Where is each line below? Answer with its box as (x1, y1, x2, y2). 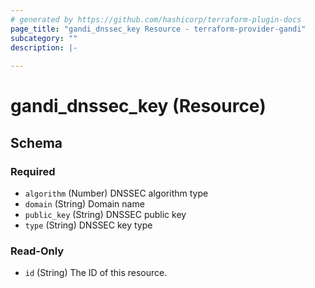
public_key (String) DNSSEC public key (24, 209, 187, 220)
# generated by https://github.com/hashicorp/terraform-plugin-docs (10, 14, 302, 25)
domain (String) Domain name (24, 198, 145, 210)
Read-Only (10, 244, 65, 258)
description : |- (10, 42, 78, 53)
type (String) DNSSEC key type (24, 219, 153, 231)
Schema (10, 134, 63, 151)
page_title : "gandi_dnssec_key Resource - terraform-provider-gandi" (10, 24, 307, 34)
